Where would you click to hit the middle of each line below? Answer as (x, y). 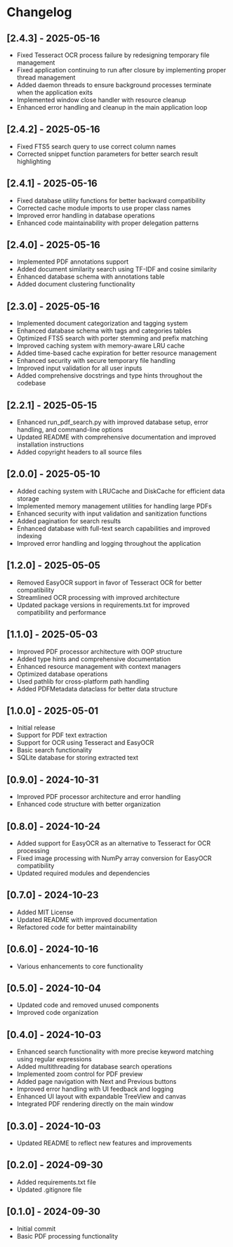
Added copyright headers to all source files (79, 452)
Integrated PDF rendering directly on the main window (95, 1104)
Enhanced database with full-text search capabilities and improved (113, 528)
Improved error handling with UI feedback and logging (95, 1089)
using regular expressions (54, 1059)
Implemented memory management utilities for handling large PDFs (114, 506)
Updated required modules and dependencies (83, 873)
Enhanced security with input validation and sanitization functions (112, 513)
